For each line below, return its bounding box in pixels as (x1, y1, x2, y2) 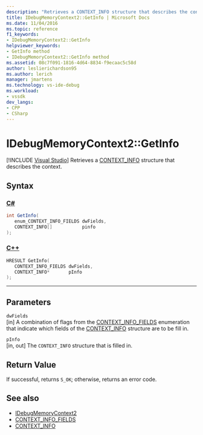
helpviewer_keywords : (6, 43, 61, 49)
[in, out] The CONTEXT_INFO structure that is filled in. (6, 342, 133, 349)
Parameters (6, 297, 51, 307)
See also (6, 393, 39, 403)
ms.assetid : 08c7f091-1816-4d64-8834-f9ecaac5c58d (6, 59, 137, 66)
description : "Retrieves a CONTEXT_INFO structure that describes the (6, 8, 188, 15)
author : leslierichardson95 (6, 65, 77, 72)
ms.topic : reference (6, 25, 59, 32)
